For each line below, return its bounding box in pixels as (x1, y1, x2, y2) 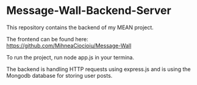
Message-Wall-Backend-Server (6, 4, 172, 18)
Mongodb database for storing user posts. (6, 72, 113, 79)
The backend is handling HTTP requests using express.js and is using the (6, 65, 191, 73)
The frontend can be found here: (6, 35, 88, 42)
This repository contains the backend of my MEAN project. (6, 24, 154, 31)
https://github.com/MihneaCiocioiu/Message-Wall (6, 42, 132, 49)
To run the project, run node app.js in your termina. (6, 53, 134, 61)
